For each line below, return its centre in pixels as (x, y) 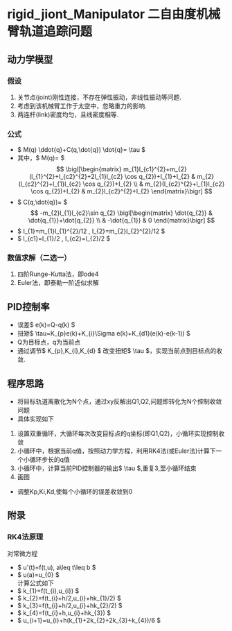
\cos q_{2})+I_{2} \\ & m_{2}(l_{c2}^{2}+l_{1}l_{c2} (154, 184)
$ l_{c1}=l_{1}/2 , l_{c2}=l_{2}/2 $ (64, 239)
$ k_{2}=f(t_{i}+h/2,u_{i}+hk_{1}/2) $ (69, 598)
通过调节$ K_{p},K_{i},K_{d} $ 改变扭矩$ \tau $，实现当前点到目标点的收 (120, 351)
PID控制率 (28, 307)
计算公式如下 (35, 582)
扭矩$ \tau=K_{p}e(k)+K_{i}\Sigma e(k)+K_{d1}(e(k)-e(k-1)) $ (104, 334)
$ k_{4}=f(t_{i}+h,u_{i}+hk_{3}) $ (64, 613)
